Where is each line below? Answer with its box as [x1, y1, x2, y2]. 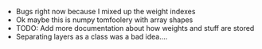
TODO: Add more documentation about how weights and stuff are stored [15, 24, 255, 32]
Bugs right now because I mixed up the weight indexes [15, 7, 196, 16]
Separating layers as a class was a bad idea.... [15, 32, 168, 41]
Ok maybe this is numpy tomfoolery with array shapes [15, 15, 194, 24]
